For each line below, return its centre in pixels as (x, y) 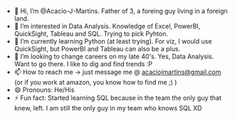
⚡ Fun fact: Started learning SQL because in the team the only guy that (118, 98)
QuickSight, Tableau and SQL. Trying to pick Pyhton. (91, 33)
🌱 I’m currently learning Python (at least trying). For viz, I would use (113, 41)
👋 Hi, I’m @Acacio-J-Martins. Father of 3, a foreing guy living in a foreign (121, 11)
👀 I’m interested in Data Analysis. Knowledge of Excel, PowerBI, (107, 26)
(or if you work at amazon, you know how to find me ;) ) (95, 82)
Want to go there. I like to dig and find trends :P (83, 64)
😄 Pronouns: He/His (44, 90)
